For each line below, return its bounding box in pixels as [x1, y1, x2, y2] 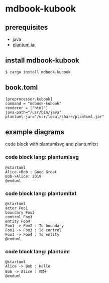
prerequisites [5, 23, 48, 32]
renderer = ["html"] [5, 105, 49, 111]
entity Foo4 [5, 219, 30, 224]
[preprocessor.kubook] [5, 97, 53, 102]
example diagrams [5, 128, 64, 136]
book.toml [5, 83, 38, 92]
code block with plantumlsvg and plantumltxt [5, 141, 98, 147]
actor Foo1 [5, 206, 28, 211]
